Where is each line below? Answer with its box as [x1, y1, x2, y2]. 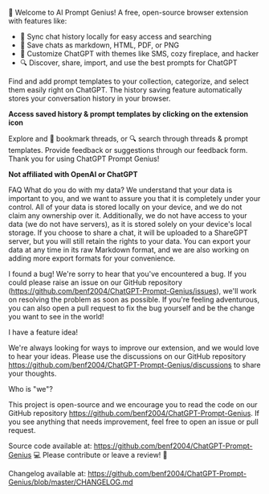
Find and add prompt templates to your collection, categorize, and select [8, 76, 249, 86]
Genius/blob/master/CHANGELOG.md [8, 477, 134, 487]
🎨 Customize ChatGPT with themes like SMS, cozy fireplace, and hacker [19, 49, 259, 58]
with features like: [8, 16, 67, 26]
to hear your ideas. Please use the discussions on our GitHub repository [8, 352, 247, 361]
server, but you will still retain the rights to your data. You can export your [8, 237, 251, 245]
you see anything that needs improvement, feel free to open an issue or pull [8, 417, 259, 426]
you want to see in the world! [8, 312, 104, 321]
